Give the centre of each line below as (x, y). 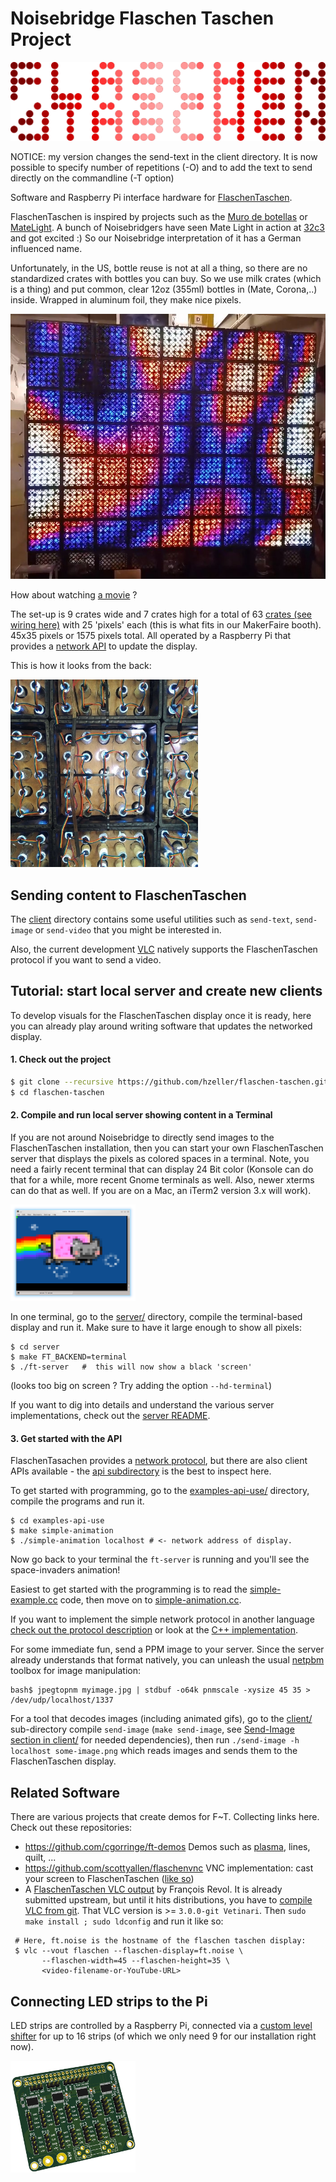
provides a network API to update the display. (104, 646)
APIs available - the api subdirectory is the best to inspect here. (141, 1471)
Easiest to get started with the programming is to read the (129, 1589)
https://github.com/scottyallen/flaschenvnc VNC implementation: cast (169, 1868)
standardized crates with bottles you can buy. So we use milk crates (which (166, 279)
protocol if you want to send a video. (86, 959)
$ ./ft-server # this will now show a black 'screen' (131, 1367)
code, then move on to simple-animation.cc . (150, 1600)
